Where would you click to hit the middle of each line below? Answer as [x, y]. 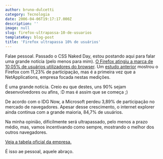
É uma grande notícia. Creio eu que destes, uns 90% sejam [66, 87]
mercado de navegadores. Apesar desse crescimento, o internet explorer [80, 106]
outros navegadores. [26, 132]
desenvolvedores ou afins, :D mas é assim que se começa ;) [67, 92]
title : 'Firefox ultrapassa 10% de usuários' [53, 42]
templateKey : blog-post [30, 38]
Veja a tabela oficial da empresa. [38, 142]
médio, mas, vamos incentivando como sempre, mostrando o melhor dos [80, 127]
